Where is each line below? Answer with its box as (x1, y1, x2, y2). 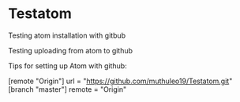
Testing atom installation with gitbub (8, 31, 126, 40)
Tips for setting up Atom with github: (8, 60, 128, 71)
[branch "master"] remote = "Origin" (8, 84, 127, 94)
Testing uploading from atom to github (8, 46, 133, 55)
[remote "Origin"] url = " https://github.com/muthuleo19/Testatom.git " (8, 76, 233, 86)
